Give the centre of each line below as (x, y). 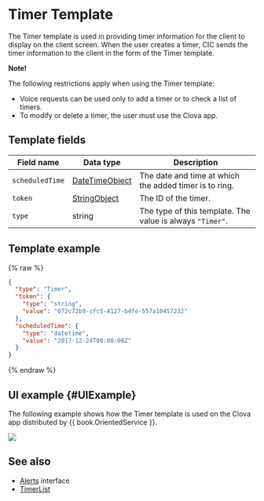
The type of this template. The (195, 211)
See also (29, 462)
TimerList (35, 488)
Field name (38, 162)
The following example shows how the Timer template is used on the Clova (130, 414)
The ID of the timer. (175, 198)
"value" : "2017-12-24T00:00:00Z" (77, 341)
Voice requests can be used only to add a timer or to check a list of (128, 98)
